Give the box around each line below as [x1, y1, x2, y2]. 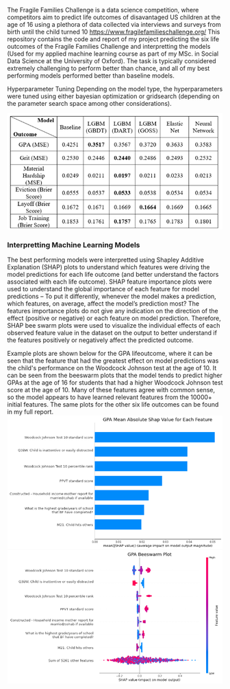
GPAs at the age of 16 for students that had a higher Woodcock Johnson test [7, 379, 223, 387]
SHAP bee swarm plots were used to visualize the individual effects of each [7, 321, 220, 330]
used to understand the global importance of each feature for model [7, 285, 200, 293]
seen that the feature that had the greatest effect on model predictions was [7, 357, 219, 365]
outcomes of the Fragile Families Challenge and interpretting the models [7, 43, 211, 50]
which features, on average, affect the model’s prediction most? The [7, 300, 200, 308]
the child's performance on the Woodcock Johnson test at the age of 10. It [7, 364, 217, 372]
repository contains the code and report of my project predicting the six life [7, 35, 220, 43]
